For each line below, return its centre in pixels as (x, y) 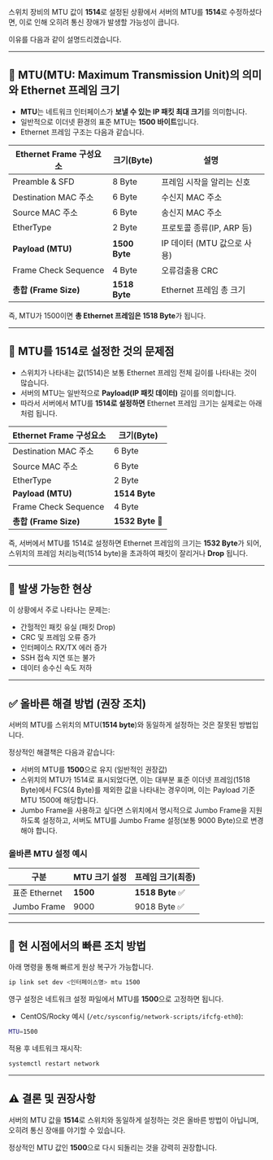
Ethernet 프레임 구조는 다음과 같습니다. (82, 132)
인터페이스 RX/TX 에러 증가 (63, 648)
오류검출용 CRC (190, 270)
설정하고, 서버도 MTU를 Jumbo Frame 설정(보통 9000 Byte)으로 (145, 821)
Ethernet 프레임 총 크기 (204, 290)
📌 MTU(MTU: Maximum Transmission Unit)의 (124, 75)
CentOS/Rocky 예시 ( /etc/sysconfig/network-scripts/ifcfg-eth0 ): (132, 1017)
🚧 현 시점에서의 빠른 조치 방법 (77, 946)
